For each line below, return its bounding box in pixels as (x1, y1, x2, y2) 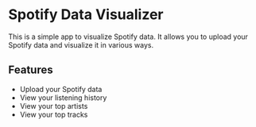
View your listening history (19, 93, 107, 102)
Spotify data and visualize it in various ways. (8, 40, 153, 49)
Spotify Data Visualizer (8, 6, 164, 24)
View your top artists (19, 101, 88, 110)
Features (8, 63, 53, 77)
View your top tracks (19, 110, 88, 119)
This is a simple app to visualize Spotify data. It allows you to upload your (8, 32, 249, 41)
